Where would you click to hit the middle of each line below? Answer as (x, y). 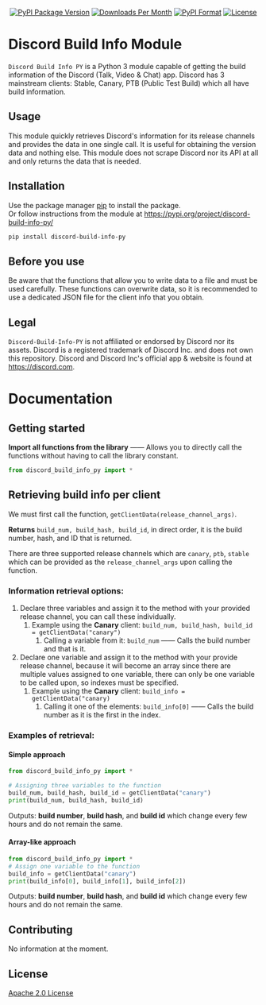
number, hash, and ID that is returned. (70, 538)
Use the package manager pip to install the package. (94, 205)
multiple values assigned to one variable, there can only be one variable (137, 675)
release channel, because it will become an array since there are (125, 666)
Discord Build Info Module (95, 44)
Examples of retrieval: (52, 735)
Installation (37, 186)
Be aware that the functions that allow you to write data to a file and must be (133, 280)
